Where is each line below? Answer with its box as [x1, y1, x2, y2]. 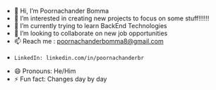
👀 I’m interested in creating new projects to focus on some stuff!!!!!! [13, 14, 210, 22]
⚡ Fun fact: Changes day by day [13, 75, 107, 83]
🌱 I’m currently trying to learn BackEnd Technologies [13, 22, 167, 30]
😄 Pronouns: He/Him [13, 67, 76, 75]
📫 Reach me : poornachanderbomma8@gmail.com [13, 37, 164, 45]
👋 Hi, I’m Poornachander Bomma [13, 7, 109, 15]
